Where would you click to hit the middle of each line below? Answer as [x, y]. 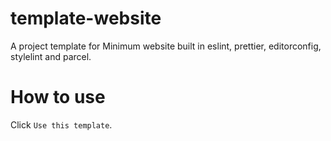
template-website [86, 18]
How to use [58, 97]
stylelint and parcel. [51, 56]
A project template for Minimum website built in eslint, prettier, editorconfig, [166, 46]
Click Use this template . [61, 124]
